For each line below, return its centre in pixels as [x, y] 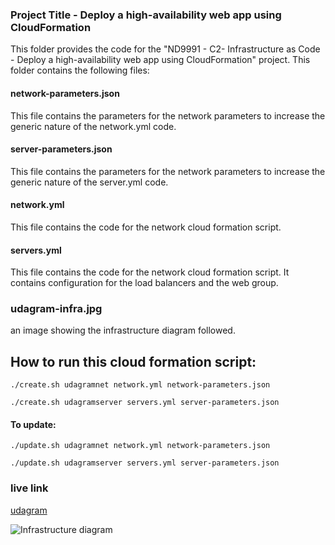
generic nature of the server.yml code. [89, 182]
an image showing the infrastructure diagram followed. [123, 330]
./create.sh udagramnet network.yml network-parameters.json [140, 385]
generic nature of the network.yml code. [93, 126]
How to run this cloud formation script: [133, 361]
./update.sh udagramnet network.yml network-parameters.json [140, 446]
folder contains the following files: [80, 70]
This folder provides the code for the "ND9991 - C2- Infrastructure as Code [165, 49]
